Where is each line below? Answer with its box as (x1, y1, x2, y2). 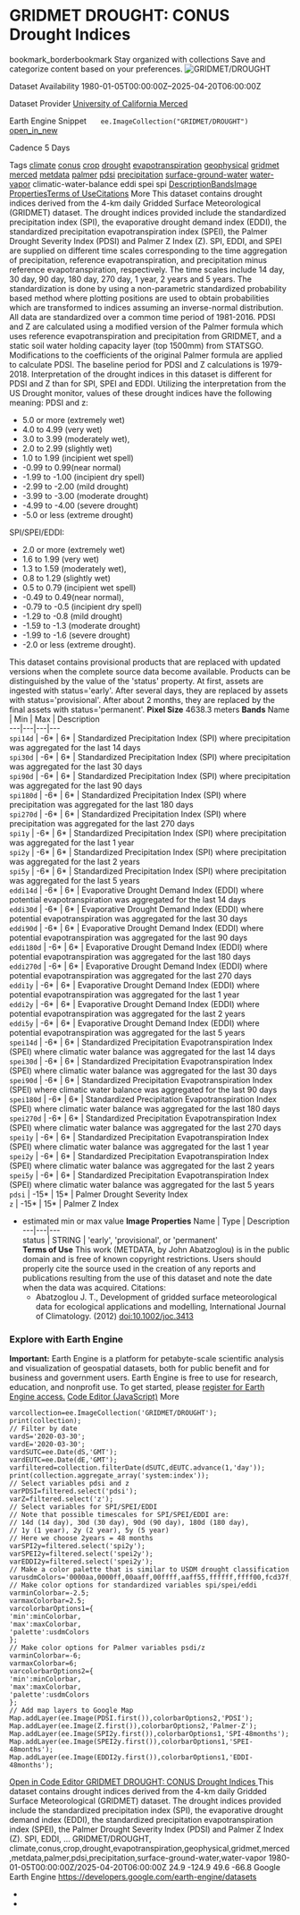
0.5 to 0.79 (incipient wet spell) (21, 582, 137, 593)
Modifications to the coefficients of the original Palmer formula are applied (9, 350, 283, 360)
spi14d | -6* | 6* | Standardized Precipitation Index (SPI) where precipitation (9, 733, 291, 743)
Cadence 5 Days (9, 142, 71, 153)
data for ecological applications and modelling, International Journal (35, 1301, 287, 1311)
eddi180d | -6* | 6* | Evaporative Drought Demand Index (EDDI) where (9, 941, 268, 953)
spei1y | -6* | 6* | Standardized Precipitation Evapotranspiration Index (9, 1131, 270, 1142)
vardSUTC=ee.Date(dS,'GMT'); (9, 1448, 118, 1457)
